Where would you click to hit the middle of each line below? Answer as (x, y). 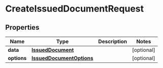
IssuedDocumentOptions (62, 58)
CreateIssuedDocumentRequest (74, 9)
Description (113, 42)
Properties (22, 27)
